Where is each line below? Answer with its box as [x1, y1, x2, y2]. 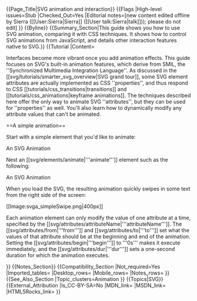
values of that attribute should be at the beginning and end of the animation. [6, 233, 191, 240]
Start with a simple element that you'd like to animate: [6, 133, 136, 141]
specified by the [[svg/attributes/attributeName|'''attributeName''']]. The [6, 220, 182, 228]
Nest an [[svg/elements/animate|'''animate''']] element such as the [6, 156, 169, 163]
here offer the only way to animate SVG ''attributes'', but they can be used [6, 98, 186, 105]
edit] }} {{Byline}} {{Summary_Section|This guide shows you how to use [6, 24, 181, 31]
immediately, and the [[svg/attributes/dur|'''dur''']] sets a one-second [6, 246, 175, 252]
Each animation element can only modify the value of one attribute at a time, [6, 215, 191, 221]
